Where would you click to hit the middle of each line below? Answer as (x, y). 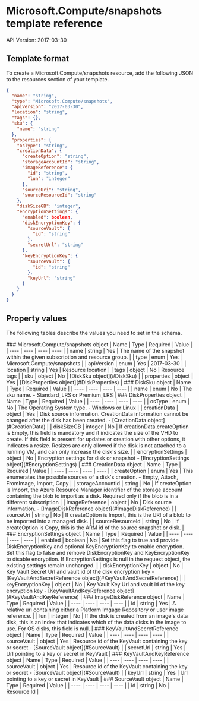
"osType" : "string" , (42, 146)
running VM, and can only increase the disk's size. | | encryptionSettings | (97, 451)
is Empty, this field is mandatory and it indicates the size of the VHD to (92, 432)
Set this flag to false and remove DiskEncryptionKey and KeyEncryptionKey (98, 552)
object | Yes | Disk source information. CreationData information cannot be (97, 413)
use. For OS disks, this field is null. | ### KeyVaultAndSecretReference (92, 629)
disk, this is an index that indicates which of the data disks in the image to (96, 622)
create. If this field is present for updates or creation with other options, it (96, 439)
